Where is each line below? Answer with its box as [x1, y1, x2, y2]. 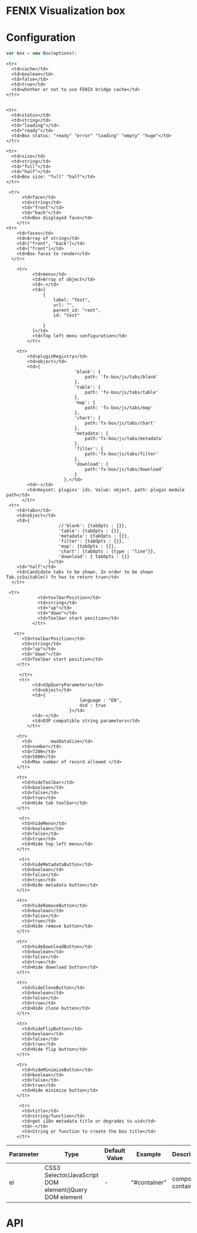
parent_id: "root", [53, 307, 101, 313]
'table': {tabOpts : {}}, [58, 528, 122, 534]
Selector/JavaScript [44, 1171, 99, 1179]
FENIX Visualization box [6, 4, 125, 18]
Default [104, 1147, 125, 1154]
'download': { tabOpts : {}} [58, 554, 130, 560]
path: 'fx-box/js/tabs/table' [84, 389, 159, 395]
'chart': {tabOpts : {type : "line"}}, [58, 548, 157, 554]
